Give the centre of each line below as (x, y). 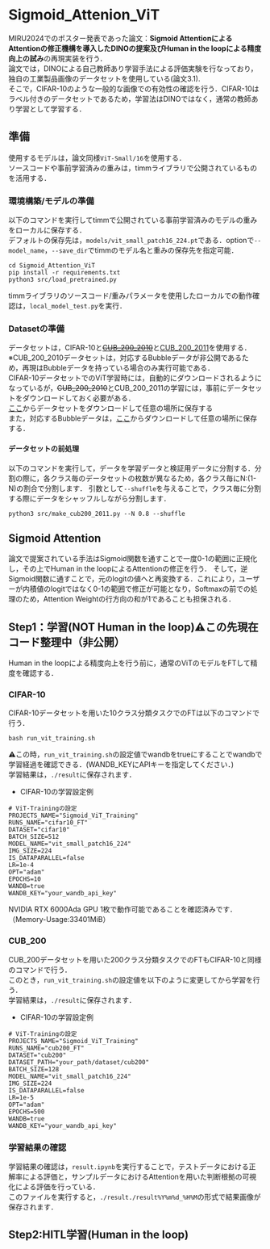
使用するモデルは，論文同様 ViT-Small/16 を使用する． (97, 157)
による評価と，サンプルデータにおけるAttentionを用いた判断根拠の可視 (139, 1177)
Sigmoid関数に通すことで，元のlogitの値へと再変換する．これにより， (124, 579)
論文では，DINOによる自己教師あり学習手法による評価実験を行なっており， (133, 68)
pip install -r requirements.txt (64, 273)
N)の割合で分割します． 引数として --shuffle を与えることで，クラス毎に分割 (135, 488)
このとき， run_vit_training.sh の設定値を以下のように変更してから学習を (131, 979)
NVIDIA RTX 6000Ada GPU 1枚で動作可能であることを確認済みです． (123, 909)
